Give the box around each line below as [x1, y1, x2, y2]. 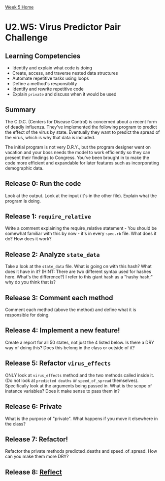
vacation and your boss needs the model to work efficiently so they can [5, 149, 151, 155]
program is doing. [5, 198, 41, 204]
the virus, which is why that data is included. [5, 134, 96, 140]
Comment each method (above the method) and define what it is [5, 307, 136, 313]
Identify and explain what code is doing [12, 65, 93, 71]
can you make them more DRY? [5, 453, 69, 460]
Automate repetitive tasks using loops [12, 75, 89, 81]
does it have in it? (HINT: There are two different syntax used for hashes [5, 268, 152, 274]
